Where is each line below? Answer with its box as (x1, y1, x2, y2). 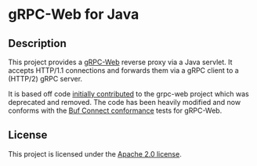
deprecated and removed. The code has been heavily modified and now (8, 98, 241, 106)
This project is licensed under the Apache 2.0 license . (8, 149, 182, 158)
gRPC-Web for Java (8, 5, 139, 23)
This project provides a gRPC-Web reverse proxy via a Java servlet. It (8, 57, 233, 67)
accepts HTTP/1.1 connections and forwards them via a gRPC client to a (8, 66, 239, 75)
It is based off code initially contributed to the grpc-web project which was (8, 89, 249, 99)
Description (8, 37, 67, 50)
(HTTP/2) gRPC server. (8, 74, 83, 83)
